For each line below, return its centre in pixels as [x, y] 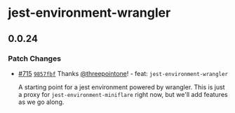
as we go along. [41, 102]
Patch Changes [35, 59]
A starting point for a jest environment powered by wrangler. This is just [121, 87]
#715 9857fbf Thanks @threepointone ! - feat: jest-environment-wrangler [123, 73]
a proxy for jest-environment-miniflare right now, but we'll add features [123, 94]
